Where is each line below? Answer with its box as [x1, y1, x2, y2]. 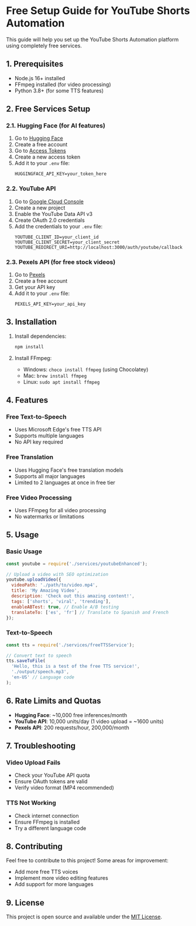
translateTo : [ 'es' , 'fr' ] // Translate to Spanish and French [11, 609, 169, 615]
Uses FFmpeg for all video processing [14, 507, 106, 513]
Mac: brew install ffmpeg [23, 372, 87, 379]
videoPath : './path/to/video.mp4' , [11, 582, 98, 588]
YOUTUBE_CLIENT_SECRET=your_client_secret [14, 239, 120, 245]
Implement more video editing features [14, 874, 108, 882]
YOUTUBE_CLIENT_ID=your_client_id [14, 234, 99, 240]
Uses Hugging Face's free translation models [14, 467, 124, 474]
